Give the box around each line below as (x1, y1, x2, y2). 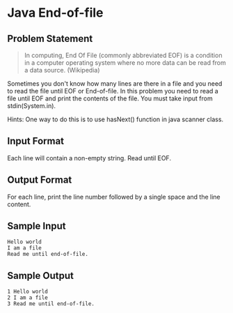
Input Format (7, 135, 65, 147)
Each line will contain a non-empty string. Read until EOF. (7, 153, 172, 162)
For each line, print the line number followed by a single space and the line (7, 192, 220, 201)
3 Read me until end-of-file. (7, 300, 95, 307)
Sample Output (7, 270, 74, 282)
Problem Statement (7, 33, 93, 45)
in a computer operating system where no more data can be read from (24, 59, 226, 67)
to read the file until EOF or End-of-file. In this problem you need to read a (7, 87, 219, 95)
